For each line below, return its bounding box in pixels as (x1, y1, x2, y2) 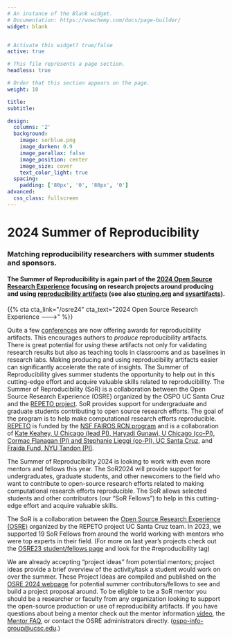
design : (7, 117, 30, 125)
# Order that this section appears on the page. (7, 80, 150, 87)
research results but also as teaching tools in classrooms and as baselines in (7, 348, 226, 357)
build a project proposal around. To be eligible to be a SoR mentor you (7, 587, 207, 596)
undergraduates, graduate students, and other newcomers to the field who (7, 472, 220, 480)
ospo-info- (172, 617, 204, 625)
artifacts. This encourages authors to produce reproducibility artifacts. (7, 333, 208, 342)
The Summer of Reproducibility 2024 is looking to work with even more (7, 457, 211, 466)
